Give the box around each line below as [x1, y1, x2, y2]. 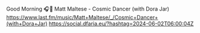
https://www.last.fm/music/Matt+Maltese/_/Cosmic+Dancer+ [6, 14, 158, 21]
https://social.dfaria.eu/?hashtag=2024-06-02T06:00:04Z [48, 20, 194, 27]
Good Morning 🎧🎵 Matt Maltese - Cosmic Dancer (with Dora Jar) [6, 5, 170, 12]
